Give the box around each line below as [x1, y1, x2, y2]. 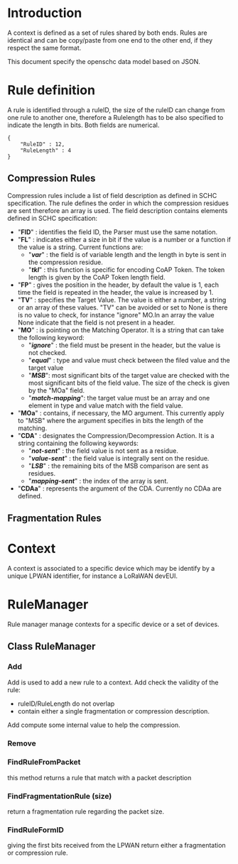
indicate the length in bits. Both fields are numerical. [7, 121, 160, 129]
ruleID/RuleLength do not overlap [17, 699, 115, 708]
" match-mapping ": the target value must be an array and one [28, 393, 210, 402]
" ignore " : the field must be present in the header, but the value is [28, 341, 221, 349]
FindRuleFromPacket [7, 758, 81, 767]
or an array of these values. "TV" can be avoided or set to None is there [17, 303, 228, 312]
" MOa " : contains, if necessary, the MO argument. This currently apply [17, 408, 225, 417]
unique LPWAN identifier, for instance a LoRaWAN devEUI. [7, 572, 178, 580]
